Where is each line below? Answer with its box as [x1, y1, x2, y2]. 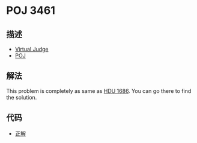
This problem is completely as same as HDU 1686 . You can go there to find [6, 87, 192, 94]
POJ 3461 [6, 4, 55, 17]
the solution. [6, 94, 37, 101]
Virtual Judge [14, 46, 49, 52]
